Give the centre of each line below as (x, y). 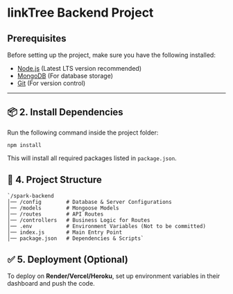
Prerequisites (37, 38)
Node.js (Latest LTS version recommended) (79, 68)
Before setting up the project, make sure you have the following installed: (112, 55)
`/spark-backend (31, 196)
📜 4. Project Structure (55, 180)
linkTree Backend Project (80, 13)
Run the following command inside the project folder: (83, 132)
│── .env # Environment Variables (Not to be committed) (107, 226)
